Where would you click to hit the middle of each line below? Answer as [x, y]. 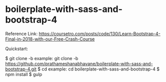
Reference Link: [21, 33]
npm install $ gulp [24, 74]
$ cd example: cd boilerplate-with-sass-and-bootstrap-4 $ [99, 69]
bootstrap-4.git [21, 69]
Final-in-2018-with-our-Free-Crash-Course [50, 39]
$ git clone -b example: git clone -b [42, 58]
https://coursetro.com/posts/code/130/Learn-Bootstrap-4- [100, 33]
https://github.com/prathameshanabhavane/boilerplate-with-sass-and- [79, 63]
